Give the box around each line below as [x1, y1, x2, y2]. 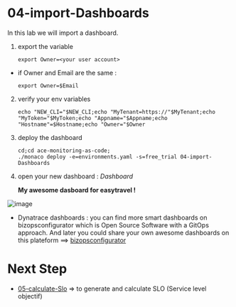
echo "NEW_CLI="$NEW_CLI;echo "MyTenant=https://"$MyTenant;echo [17, 108, 215, 115]
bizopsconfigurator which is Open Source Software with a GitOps [17, 220, 210, 229]
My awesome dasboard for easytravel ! [17, 185, 136, 194]
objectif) [17, 291, 43, 300]
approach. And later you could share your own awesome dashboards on [17, 228, 230, 237]
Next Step [7, 261, 68, 277]
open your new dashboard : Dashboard [17, 172, 134, 181]
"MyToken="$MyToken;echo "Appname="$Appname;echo [17, 114, 168, 122]
